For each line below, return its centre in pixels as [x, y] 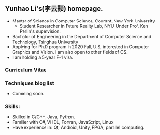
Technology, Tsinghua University [45, 42]
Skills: [13, 106]
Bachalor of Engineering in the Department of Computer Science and [82, 36]
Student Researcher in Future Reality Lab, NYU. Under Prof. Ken [84, 26]
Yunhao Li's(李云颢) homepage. [54, 9]
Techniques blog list [30, 83]
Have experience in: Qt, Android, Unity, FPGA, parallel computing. [78, 127]
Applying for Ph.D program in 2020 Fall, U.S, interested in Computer [80, 47]
